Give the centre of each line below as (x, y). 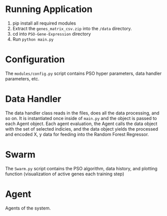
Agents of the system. (28, 208)
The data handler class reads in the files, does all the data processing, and (82, 113)
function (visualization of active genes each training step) (65, 174)
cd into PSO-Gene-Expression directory (52, 34)
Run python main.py (33, 39)
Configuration (35, 60)
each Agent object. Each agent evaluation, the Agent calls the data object (81, 124)
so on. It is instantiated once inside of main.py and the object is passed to (81, 118)
